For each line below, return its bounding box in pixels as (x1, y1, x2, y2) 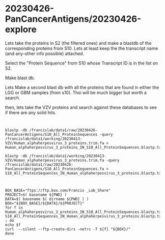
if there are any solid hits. (5, 109, 56, 116)
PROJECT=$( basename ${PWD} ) (5, 192, 67, 197)
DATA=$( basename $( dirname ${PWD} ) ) (5, 196, 89, 202)
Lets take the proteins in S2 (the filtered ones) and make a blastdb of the (5, 40, 152, 46)
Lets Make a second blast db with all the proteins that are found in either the (5, 84, 159, 90)
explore (5, 24, 37, 35)
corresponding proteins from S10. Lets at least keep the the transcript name (5, 45, 158, 51)
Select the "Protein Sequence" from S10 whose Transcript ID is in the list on (5, 60, 158, 66)
